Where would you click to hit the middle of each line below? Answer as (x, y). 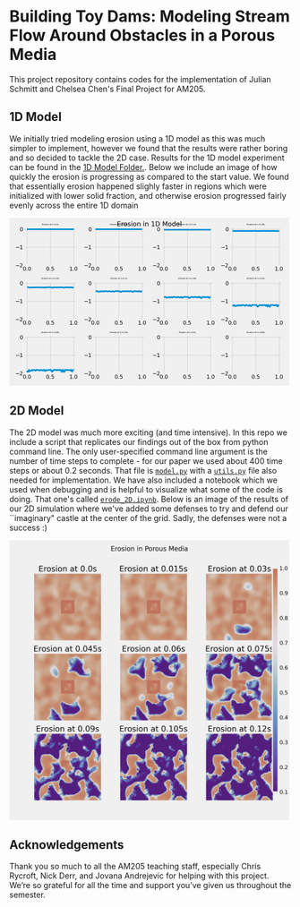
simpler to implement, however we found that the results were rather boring (149, 148)
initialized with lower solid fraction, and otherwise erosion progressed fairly (148, 195)
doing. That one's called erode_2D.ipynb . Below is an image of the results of (149, 499)
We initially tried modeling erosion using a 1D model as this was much (137, 138)
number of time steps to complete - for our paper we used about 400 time (146, 461)
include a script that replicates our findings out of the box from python (139, 441)
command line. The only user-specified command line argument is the (139, 451)
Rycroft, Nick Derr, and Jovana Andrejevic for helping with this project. (139, 876)
